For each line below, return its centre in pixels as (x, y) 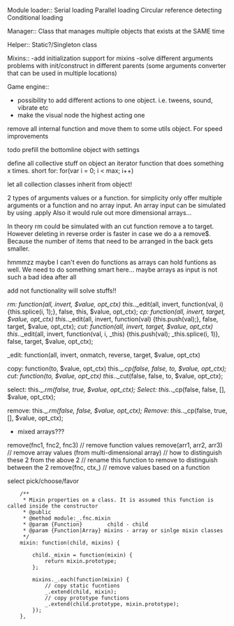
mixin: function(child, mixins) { (70, 543)
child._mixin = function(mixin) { (82, 555)
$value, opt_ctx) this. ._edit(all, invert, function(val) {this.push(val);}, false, (113, 319)
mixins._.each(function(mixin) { (81, 580)
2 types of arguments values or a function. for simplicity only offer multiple (115, 198)
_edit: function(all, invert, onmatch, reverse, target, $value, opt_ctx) (104, 355)
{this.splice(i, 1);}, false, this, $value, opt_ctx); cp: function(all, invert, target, (116, 312)
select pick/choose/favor (43, 481)
